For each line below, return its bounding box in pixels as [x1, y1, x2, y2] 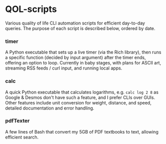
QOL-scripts [5, 3, 57, 15]
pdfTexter [5, 117, 30, 124]
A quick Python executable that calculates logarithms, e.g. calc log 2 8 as [5, 89, 159, 95]
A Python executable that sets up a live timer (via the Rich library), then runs [5, 49, 162, 55]
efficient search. [5, 134, 39, 140]
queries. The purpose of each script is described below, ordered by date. [5, 25, 156, 31]
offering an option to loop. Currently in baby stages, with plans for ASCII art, [5, 60, 161, 66]
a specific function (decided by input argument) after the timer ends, [5, 54, 146, 60]
